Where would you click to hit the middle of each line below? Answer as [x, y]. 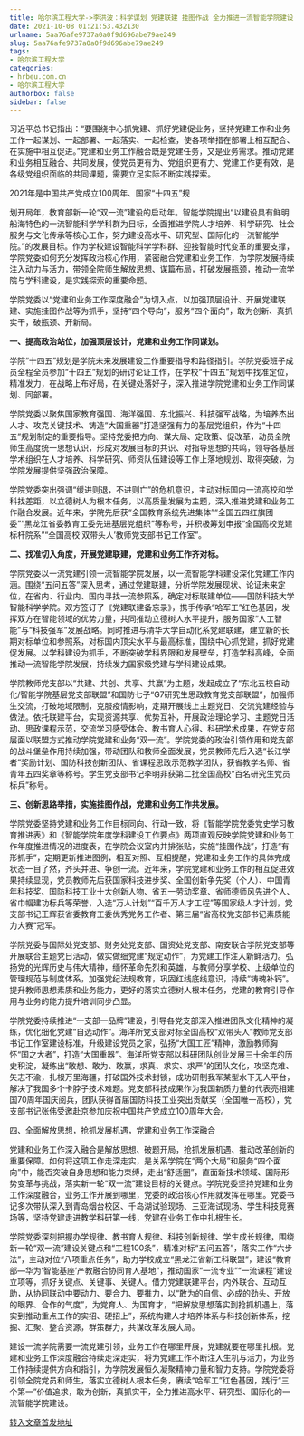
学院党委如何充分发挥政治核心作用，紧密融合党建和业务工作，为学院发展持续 [152, 258]
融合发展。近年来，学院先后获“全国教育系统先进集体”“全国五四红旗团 [145, 512]
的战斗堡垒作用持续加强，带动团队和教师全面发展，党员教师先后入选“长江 [146, 752]
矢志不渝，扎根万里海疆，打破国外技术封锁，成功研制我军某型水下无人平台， [152, 1077]
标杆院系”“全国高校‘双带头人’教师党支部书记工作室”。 [108, 535]
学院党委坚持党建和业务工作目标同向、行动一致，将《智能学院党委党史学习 [148, 824]
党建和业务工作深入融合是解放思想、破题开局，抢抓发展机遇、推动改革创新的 [152, 1150]
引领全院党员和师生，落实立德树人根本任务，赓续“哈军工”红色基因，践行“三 [149, 1381]
